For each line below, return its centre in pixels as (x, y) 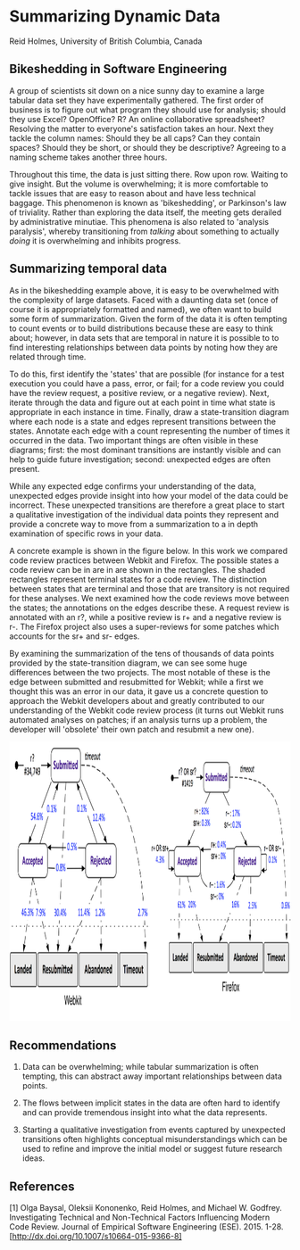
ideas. (33, 1158)
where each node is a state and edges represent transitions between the (143, 421)
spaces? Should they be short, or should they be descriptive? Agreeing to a (148, 147)
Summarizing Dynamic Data (115, 17)
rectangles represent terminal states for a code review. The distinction (138, 579)
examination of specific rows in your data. (86, 534)
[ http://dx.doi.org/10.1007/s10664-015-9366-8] (96, 1237)
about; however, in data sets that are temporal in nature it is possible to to (144, 337)
